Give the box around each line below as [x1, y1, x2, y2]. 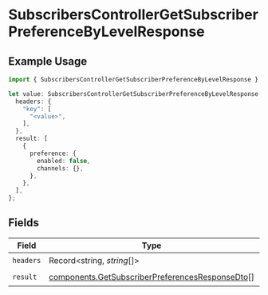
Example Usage [8, 54, 88, 68]
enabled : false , [37, 157, 91, 165]
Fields [8, 216, 40, 229]
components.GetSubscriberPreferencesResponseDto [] [49, 272, 255, 283]
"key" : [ [22, 105, 52, 113]
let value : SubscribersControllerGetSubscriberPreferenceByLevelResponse [8, 90, 259, 98]
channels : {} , [37, 164, 84, 173]
